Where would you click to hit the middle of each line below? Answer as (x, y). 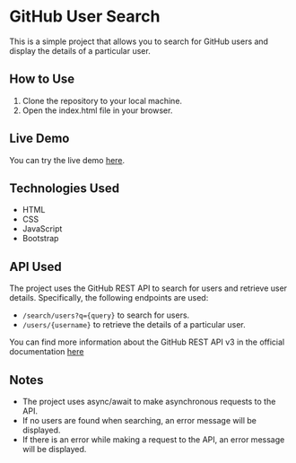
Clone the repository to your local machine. (102, 100)
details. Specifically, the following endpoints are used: (109, 298)
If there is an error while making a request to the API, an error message (153, 440)
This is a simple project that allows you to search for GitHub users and (139, 41)
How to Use (42, 79)
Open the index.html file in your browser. (97, 110)
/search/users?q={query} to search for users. (106, 315)
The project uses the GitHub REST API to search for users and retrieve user (148, 288)
